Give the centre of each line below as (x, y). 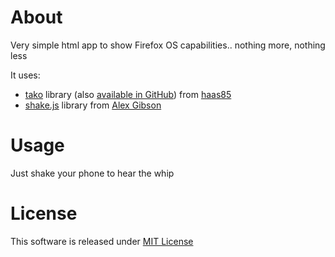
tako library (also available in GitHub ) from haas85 (128, 94)
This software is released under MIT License (102, 241)
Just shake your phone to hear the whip (92, 173)
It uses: (25, 75)
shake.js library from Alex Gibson (93, 105)
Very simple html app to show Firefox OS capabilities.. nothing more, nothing (168, 45)
